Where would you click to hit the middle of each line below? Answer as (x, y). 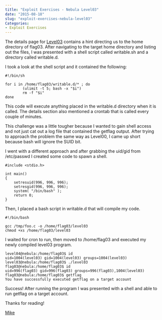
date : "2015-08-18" (25, 14)
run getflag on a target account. (37, 294)
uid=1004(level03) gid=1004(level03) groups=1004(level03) (66, 258)
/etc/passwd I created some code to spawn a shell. (56, 157)
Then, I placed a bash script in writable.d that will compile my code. (73, 209)
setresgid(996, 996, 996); (41, 187)
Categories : (17, 23)
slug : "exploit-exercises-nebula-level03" (49, 19)
